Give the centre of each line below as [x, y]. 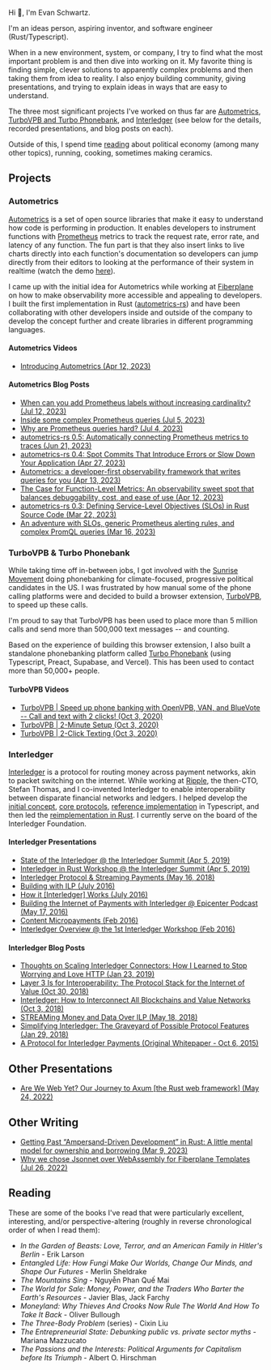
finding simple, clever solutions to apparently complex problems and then [131, 70]
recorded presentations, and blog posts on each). [91, 128]
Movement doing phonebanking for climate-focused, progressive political [131, 579]
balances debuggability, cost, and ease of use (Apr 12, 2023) [122, 498]
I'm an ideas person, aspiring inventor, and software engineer [110, 28]
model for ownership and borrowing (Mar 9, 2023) [104, 1150]
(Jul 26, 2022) [44, 1167]
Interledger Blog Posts [47, 948]
